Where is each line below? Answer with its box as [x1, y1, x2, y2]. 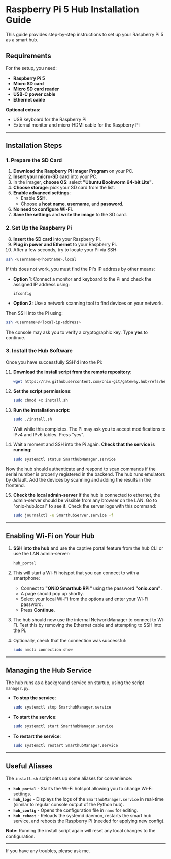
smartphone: [13, 575, 40, 581]
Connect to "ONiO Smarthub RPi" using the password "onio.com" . [20, 585, 162, 591]
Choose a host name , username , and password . [20, 200, 124, 207]
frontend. [6, 482, 25, 488]
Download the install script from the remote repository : [13, 369, 132, 375]
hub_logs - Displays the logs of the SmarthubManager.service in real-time [13, 796, 164, 802]
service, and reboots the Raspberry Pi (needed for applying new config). [13, 818, 165, 824]
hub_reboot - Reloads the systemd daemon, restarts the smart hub [13, 812, 152, 818]
